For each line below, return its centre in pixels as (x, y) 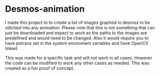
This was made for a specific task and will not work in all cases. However (79, 57)
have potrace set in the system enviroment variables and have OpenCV (77, 43)
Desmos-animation (45, 9)
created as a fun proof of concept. (40, 68)
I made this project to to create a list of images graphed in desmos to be (78, 22)
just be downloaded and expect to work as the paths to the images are (76, 33)
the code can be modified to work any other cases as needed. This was (77, 63)
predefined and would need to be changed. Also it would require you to (77, 38)
